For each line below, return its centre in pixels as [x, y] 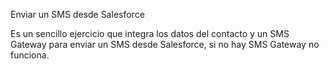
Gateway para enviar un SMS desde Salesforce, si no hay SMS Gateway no [165, 44]
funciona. [30, 55]
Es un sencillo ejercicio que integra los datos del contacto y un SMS [150, 33]
